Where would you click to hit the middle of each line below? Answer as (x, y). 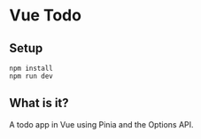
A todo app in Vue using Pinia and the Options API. (101, 124)
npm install (31, 68)
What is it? (39, 103)
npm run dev (31, 76)
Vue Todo (46, 15)
